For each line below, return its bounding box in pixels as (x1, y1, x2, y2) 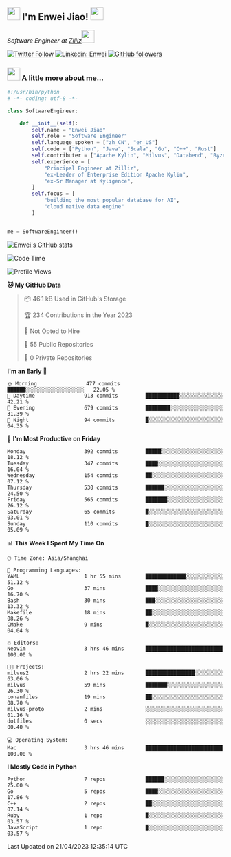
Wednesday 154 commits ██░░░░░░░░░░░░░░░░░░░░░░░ (7, 472, 223, 479)
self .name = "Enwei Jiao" (32, 126, 107, 133)
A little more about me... (21, 73, 104, 83)
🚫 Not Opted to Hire (23, 327, 80, 335)
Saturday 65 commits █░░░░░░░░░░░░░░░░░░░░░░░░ (7, 508, 223, 515)
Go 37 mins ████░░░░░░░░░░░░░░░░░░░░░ (7, 585, 223, 592)
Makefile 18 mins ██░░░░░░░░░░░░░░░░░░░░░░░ (7, 609, 223, 616)
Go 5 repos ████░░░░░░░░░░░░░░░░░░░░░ (7, 787, 223, 795)
